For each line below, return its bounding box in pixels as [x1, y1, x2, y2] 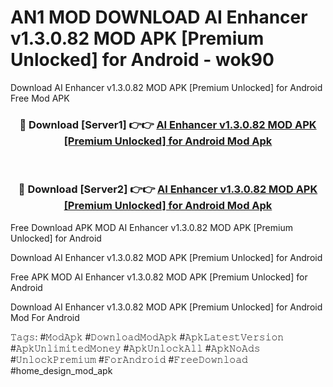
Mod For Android [10, 311, 80, 323]
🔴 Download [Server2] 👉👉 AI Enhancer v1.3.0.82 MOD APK [18, 182, 318, 196]
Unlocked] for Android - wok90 [10, 49, 275, 71]
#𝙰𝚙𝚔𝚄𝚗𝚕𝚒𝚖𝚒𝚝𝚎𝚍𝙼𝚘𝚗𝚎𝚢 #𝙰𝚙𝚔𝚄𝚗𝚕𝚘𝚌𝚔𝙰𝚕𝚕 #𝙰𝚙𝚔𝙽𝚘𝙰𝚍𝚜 [10, 342, 261, 354]
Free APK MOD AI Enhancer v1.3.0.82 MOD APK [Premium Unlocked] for [10, 271, 308, 283]
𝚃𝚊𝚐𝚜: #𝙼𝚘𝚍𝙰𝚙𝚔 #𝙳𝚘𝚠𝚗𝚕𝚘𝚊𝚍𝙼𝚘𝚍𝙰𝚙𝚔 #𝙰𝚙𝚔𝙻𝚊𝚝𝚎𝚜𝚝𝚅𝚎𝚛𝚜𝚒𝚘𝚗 [10, 331, 285, 343]
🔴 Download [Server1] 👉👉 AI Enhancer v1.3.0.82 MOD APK [19, 117, 317, 131]
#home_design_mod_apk [10, 364, 113, 376]
